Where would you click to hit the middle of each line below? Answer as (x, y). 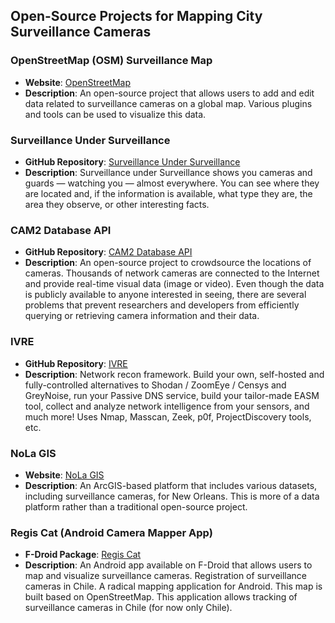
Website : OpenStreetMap (78, 82)
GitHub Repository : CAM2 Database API (108, 252)
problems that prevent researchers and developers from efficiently (162, 305)
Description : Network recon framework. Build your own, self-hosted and (174, 374)
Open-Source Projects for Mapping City (136, 16)
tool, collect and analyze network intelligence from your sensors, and (167, 406)
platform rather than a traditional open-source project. (136, 506)
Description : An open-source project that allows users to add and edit (169, 93)
